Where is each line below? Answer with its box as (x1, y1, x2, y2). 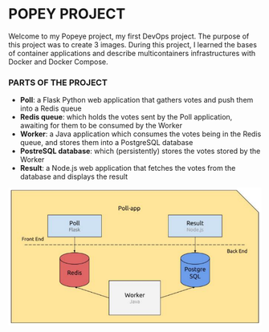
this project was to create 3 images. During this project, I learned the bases (8, 39, 257, 49)
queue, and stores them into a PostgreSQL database (19, 138, 194, 148)
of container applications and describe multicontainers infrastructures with (8, 48, 255, 58)
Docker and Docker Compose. (8, 57, 108, 67)
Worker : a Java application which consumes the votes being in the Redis (19, 129, 262, 139)
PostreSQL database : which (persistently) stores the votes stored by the (19, 146, 261, 156)
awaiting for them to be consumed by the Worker (19, 121, 183, 131)
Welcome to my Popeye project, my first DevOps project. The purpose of (8, 31, 250, 41)
